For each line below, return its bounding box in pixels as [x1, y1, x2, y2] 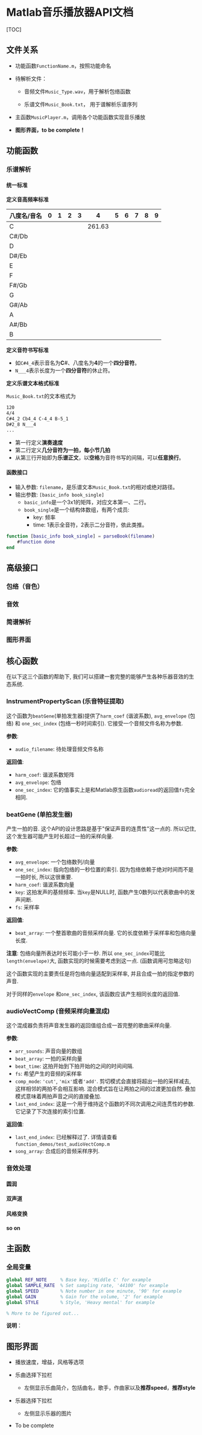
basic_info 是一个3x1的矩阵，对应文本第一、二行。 [24, 498, 150, 506]
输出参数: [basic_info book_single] [14, 490, 104, 498]
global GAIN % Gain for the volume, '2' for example [6, 1294, 163, 1300]
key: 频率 [33, 513, 56, 521]
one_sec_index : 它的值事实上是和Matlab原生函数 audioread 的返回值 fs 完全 [14, 786, 195, 793]
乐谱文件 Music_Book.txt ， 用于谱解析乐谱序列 [24, 100, 137, 108]
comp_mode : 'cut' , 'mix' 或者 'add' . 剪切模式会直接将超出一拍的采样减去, [14, 1077, 191, 1085]
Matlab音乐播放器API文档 [6, 5, 134, 19]
